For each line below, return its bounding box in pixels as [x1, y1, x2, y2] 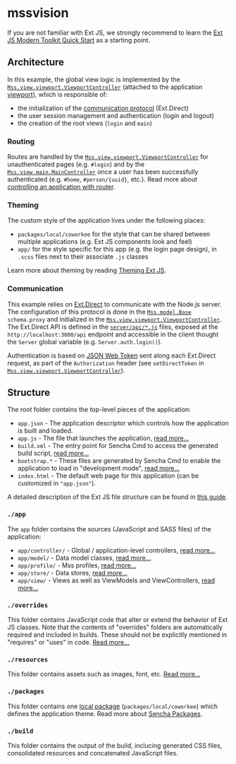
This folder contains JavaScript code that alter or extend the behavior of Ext [7, 616, 228, 624]
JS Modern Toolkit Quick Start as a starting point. [7, 35, 150, 44]
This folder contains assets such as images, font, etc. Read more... [7, 670, 201, 678]
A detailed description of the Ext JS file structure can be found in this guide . [7, 493, 228, 501]
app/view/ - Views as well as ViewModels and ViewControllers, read [17, 576, 215, 584]
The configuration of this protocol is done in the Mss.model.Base [7, 307, 192, 316]
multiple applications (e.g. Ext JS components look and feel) [17, 237, 192, 246]
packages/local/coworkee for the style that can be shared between [17, 230, 211, 238]
